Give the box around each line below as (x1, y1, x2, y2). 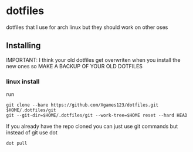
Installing (6, 41, 41, 51)
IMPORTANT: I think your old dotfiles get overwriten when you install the (6, 56, 181, 63)
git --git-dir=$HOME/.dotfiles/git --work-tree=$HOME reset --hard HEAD (6, 113, 188, 118)
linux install (6, 77, 40, 85)
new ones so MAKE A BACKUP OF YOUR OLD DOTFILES (6, 62, 143, 70)
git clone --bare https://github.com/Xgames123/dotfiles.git (6, 102, 159, 108)
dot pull (6, 140, 28, 147)
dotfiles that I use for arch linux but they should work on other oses (6, 24, 168, 31)
